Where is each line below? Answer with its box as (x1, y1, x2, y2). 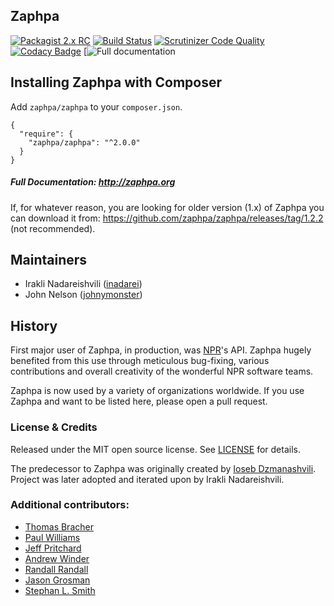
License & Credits (10, 420, 98, 434)
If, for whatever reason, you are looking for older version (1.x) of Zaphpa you (10, 201, 325, 213)
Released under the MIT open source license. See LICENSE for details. (10, 443, 301, 455)
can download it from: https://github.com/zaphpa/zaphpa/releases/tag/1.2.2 (10, 212, 324, 224)
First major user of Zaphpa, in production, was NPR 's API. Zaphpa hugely (10, 344, 312, 356)
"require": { (19, 129, 74, 139)
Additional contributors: (10, 498, 130, 512)
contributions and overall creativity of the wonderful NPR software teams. (10, 365, 314, 378)
